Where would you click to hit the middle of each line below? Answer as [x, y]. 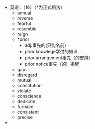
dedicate [26, 101]
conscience [29, 96]
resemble [27, 29]
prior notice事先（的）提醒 [52, 64]
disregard [27, 75]
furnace [25, 107]
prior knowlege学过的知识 [51, 52]
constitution [30, 85]
